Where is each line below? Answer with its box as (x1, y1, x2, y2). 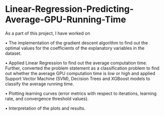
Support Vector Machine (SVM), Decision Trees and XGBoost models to (5, 76, 150, 81)
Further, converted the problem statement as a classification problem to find (5, 65, 160, 71)
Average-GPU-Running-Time (5, 14, 127, 25)
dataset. (5, 50, 22, 56)
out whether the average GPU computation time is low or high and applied (5, 70, 156, 76)
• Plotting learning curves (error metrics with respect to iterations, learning (5, 90, 157, 96)
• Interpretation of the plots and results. (5, 105, 86, 111)
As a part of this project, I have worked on (5, 30, 90, 36)
